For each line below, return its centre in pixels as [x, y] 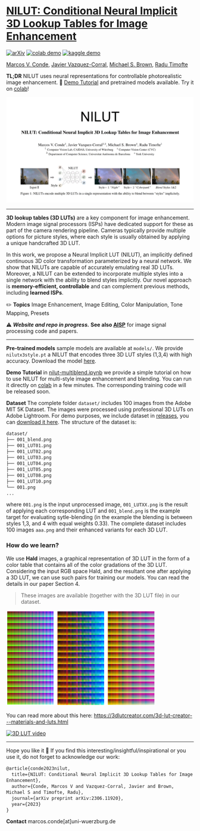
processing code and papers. [42, 331]
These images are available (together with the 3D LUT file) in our [100, 595]
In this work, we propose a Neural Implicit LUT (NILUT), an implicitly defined [99, 255]
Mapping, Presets [28, 313]
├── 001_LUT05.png [29, 469]
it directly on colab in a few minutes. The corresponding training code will [96, 385]
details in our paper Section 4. [43, 583]
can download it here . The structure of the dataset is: [71, 422]
